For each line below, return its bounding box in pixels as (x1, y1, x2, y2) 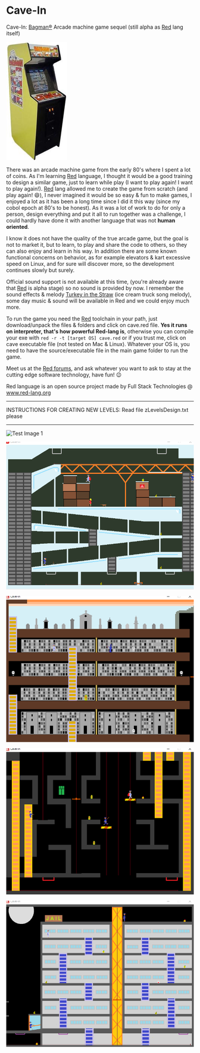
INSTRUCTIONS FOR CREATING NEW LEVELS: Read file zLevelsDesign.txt (6, 406, 189, 413)
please (6, 412, 23, 420)
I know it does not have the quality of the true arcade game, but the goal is (6, 234, 189, 242)
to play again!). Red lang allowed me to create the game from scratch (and (6, 185, 188, 192)
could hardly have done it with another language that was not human (6, 216, 176, 224)
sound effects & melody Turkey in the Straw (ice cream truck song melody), (6, 290, 192, 298)
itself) (6, 29, 21, 36)
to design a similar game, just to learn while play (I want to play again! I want (6, 179, 193, 186)
